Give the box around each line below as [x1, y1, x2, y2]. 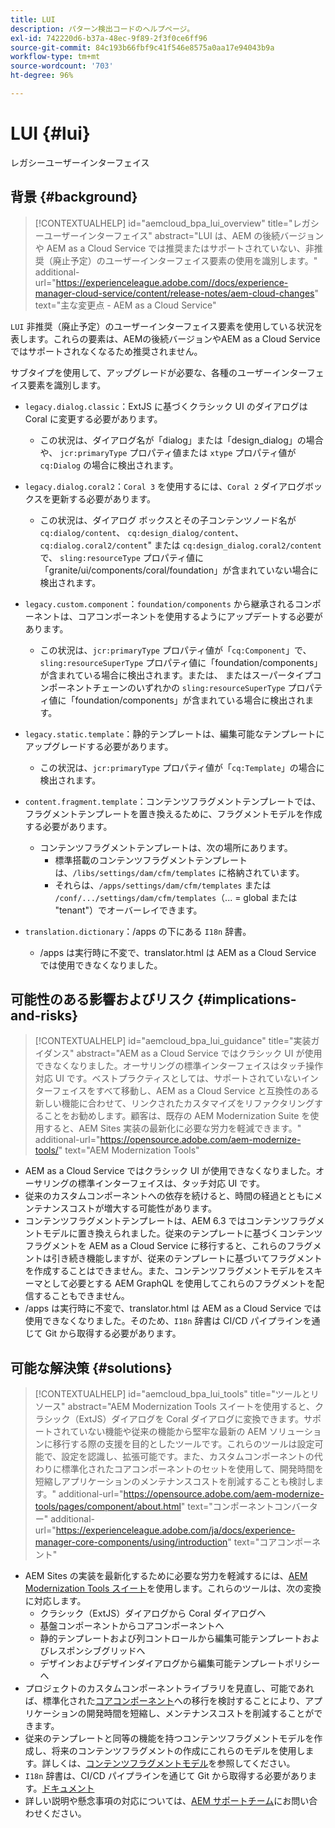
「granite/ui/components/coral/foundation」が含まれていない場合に [39, 564, 319, 576]
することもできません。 [33, 1290, 130, 1302]
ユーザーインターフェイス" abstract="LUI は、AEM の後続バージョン [43, 229, 325, 241]
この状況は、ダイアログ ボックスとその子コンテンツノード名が [39, 514, 297, 526]
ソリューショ [268, 1426, 322, 1438]
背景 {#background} [10, 189, 138, 206]
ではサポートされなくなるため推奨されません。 [10, 345, 203, 357]
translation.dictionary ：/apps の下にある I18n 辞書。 [24, 925, 252, 937]
